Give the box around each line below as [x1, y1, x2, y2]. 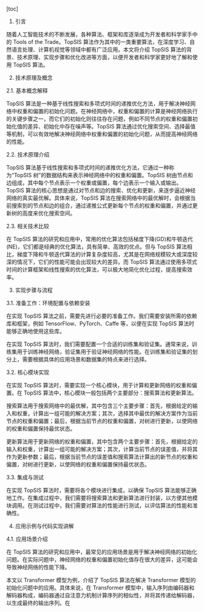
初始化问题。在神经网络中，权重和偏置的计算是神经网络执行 [48, 108, 198, 114]
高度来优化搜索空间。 [22, 209, 76, 217]
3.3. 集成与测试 [6, 474, 44, 480]
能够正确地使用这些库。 [6, 328, 65, 334]
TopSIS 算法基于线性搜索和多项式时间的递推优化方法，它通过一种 [6, 164, 169, 171]
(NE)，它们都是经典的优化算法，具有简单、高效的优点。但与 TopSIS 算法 [6, 243, 187, 250]
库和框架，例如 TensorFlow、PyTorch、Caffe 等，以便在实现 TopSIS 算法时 [6, 320, 194, 327]
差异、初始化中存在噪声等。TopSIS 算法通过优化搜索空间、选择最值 [27, 123, 196, 130]
